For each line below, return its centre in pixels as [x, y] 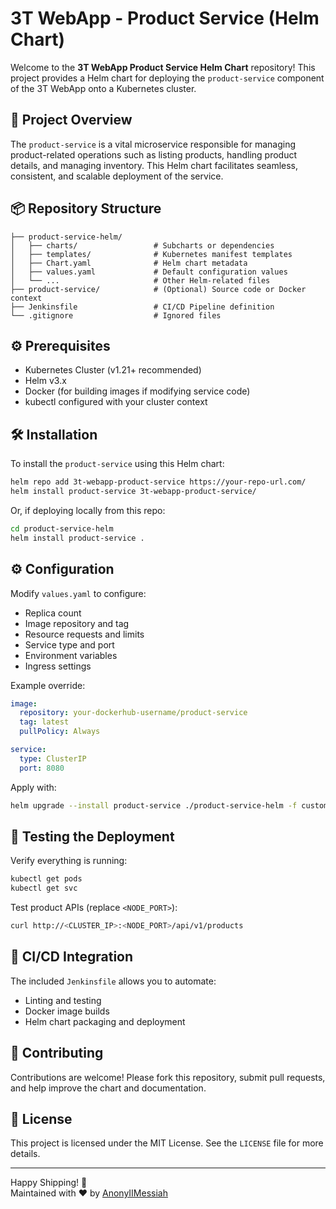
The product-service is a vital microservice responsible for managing [153, 144]
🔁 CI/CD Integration [72, 957]
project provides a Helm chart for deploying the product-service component [167, 78]
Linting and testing [63, 1000]
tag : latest [44, 722]
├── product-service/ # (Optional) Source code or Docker [158, 289]
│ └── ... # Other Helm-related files [140, 280]
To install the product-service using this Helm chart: [117, 464]
